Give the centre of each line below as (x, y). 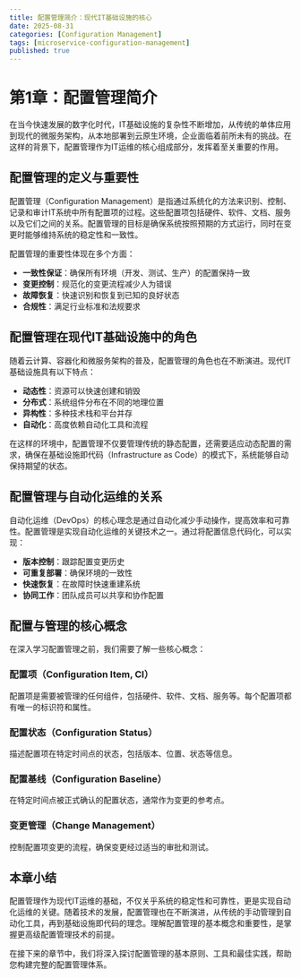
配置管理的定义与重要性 (74, 178)
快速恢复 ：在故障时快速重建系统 (81, 584)
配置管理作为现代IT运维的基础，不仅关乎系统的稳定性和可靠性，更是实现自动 (150, 901)
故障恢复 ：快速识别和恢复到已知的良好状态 (101, 295)
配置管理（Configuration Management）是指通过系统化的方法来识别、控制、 (150, 201)
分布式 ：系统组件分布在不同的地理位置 (93, 402)
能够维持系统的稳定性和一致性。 (84, 235)
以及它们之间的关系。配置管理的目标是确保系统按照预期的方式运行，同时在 (146, 223)
